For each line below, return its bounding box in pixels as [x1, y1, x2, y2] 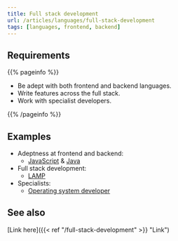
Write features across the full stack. [17, 89, 121, 98]
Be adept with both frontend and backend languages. [17, 82, 172, 90]
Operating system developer [27, 187, 111, 195]
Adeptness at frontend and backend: [17, 149, 124, 157]
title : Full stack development [7, 10, 99, 18]
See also [7, 207, 46, 219]
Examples [7, 131, 51, 143]
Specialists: [17, 179, 51, 187]
